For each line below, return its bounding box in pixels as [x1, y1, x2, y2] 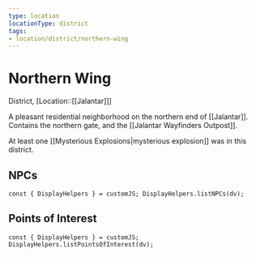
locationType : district [8, 19, 89, 28]
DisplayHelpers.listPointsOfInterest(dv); [8, 240, 154, 248]
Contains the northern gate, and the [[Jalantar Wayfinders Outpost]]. [8, 121, 237, 131]
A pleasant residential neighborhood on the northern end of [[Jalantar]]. [8, 112, 249, 122]
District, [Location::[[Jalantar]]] [8, 96, 112, 106]
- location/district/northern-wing [8, 34, 129, 43]
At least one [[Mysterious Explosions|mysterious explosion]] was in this [8, 136, 247, 146]
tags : [8, 27, 27, 35]
